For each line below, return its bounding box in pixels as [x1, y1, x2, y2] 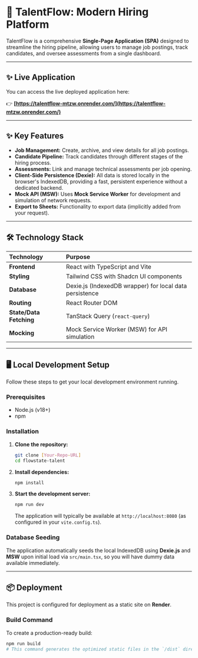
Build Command [6, 616, 53, 624]
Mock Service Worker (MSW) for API [65, 325, 168, 333]
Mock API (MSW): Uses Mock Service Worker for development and [14, 190, 181, 197]
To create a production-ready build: [6, 629, 93, 636]
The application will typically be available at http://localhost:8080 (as [14, 512, 187, 520]
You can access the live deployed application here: [6, 88, 130, 95]
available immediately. [6, 559, 60, 566]
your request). [14, 209, 49, 216]
